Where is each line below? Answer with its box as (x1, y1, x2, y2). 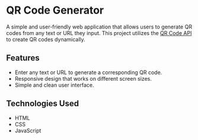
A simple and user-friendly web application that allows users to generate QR (6, 23, 193, 30)
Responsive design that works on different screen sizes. (14, 75, 152, 82)
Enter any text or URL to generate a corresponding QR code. (14, 69, 162, 76)
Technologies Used (6, 98, 79, 109)
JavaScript (14, 127, 41, 134)
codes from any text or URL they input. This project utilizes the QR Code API (6, 29, 192, 36)
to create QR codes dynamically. (6, 36, 86, 43)
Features (6, 53, 40, 63)
